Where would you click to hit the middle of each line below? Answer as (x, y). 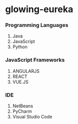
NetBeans (23, 106)
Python (20, 47)
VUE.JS (20, 81)
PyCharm (22, 111)
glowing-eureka (39, 9)
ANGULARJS (26, 71)
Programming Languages (37, 25)
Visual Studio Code (32, 117)
